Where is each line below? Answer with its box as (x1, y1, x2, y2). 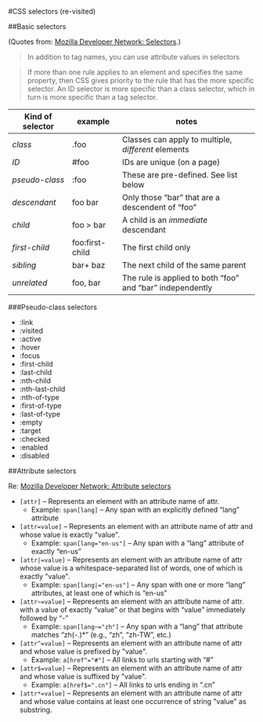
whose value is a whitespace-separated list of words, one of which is (19, 563, 243, 572)
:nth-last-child (19, 385, 66, 393)
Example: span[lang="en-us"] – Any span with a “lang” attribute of (31, 538, 244, 548)
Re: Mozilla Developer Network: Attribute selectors (8, 482, 171, 490)
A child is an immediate (122, 215, 208, 225)
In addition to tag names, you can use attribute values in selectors (27, 53, 240, 61)
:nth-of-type (19, 392, 60, 402)
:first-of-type (19, 401, 62, 410)
